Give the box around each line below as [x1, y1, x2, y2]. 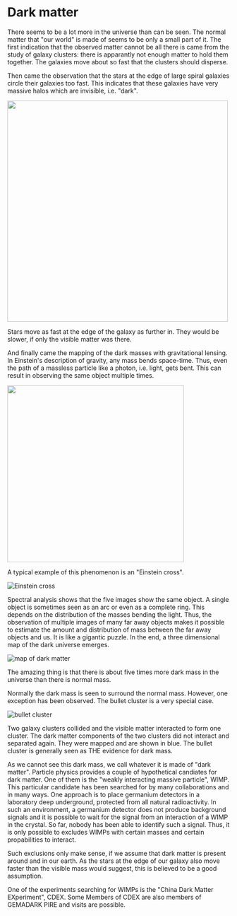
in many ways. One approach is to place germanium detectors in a [7, 790, 200, 799]
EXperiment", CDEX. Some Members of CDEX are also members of [7, 893, 202, 901]
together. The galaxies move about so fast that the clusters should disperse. [7, 57, 229, 66]
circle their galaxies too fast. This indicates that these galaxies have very [7, 79, 219, 87]
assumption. [7, 871, 44, 880]
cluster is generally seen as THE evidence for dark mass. [7, 746, 173, 755]
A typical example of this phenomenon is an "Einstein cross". [7, 567, 184, 576]
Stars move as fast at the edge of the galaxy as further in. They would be [7, 327, 219, 336]
